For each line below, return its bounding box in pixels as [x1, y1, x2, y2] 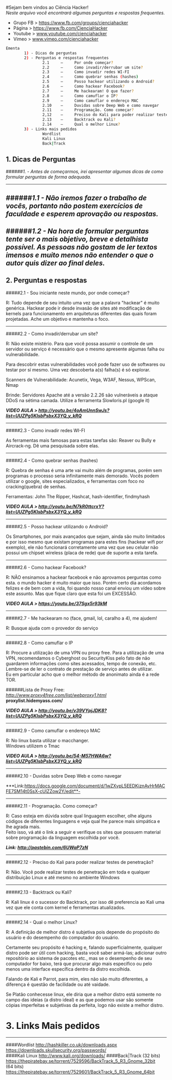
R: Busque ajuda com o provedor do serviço [6, 625, 99, 631]
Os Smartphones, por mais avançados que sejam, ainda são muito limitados [6, 533, 165, 539]
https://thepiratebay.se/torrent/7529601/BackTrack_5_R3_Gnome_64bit [6, 1069, 155, 1075]
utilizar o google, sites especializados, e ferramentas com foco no [6, 478, 144, 484]
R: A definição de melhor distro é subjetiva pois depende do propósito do [6, 929, 160, 935]
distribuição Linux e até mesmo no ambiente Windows [6, 874, 120, 880]
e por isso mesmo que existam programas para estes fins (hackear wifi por [6, 538, 164, 545]
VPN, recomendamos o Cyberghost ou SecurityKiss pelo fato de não [6, 655, 150, 661]
